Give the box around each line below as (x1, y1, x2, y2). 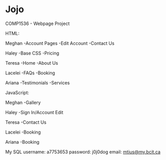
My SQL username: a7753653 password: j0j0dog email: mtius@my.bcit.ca (5, 149, 161, 155)
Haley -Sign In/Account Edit (5, 109, 64, 115)
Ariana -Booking (5, 139, 40, 145)
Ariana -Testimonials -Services (5, 79, 70, 86)
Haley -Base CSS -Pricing (5, 50, 60, 56)
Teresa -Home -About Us (5, 60, 59, 66)
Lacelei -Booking (5, 129, 41, 135)
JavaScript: (5, 89, 30, 95)
